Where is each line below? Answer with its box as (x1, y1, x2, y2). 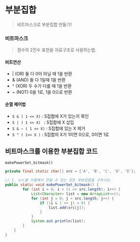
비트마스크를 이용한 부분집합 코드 (5, 147, 98, 155)
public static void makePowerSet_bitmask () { (5, 182, 99, 187)
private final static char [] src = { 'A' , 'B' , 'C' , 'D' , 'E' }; (5, 169, 136, 174)
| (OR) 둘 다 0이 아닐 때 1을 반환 (12, 71, 72, 77)
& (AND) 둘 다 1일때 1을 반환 (12, 77, 66, 83)
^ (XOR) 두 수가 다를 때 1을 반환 (12, 83, 72, 89)
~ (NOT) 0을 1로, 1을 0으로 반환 (12, 89, 72, 95)
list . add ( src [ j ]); (48, 205, 86, 210)
